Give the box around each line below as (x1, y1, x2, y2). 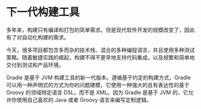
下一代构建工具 (6, 5, 80, 19)
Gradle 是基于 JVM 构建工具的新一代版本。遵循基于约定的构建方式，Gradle (6, 74, 191, 81)
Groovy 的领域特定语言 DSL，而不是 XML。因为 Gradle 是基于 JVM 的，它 (6, 89, 188, 96)
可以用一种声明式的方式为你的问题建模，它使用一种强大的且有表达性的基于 (6, 81, 190, 88)
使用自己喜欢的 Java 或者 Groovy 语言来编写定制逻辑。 (16, 96, 152, 103)
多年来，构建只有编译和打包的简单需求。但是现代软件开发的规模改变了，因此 (6, 26, 195, 33)
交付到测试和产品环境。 (6, 61, 64, 68)
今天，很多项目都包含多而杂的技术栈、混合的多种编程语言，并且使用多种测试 (6, 46, 195, 54)
